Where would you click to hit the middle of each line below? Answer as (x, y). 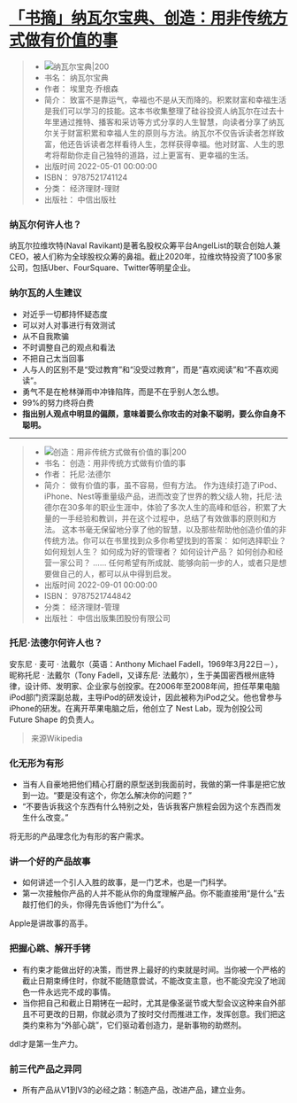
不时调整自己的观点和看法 (69, 347)
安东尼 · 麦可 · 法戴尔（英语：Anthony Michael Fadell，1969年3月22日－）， (146, 664)
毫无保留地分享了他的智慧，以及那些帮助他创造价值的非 (186, 529)
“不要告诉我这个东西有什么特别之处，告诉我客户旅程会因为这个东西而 (148, 806)
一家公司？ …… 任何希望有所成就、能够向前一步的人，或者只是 (165, 563)
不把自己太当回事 (53, 358)
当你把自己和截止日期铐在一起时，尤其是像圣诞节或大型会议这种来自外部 (153, 1003)
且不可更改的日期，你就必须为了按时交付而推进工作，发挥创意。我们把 (150, 1014)
